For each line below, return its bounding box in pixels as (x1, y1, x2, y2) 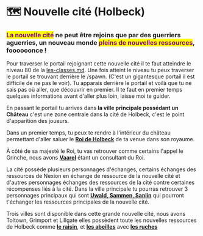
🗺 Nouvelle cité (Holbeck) (6, 5, 145, 19)
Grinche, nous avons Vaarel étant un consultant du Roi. (6, 154, 145, 161)
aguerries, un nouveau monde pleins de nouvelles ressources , (6, 39, 195, 47)
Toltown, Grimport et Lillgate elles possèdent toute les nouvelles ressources (6, 216, 197, 224)
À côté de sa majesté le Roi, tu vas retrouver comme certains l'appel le (6, 147, 184, 155)
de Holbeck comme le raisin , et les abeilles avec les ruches (6, 223, 158, 230)
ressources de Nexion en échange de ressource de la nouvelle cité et (6, 172, 181, 180)
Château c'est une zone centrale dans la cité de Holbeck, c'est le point (6, 111, 185, 118)
